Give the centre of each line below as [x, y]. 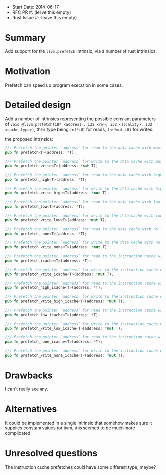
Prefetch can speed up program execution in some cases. [64, 85]
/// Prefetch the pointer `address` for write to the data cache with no [83, 243]
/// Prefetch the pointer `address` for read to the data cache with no [82, 229]
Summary [25, 38]
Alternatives [31, 409]
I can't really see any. [27, 389]
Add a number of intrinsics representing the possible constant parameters [80, 119]
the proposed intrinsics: [29, 139]
